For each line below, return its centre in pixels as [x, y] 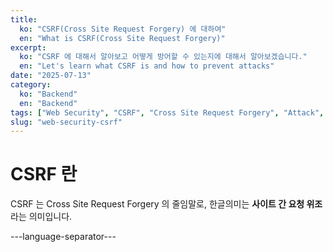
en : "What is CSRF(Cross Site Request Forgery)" [122, 38]
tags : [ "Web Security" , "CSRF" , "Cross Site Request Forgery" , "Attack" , [167, 112]
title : [24, 19]
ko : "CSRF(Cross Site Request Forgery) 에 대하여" [123, 29]
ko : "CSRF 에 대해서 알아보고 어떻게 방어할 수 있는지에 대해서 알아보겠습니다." [163, 57]
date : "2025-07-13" [51, 76]
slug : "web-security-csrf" [66, 122]
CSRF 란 [44, 174]
